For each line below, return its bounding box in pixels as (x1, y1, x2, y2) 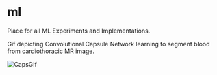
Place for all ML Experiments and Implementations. (7, 27, 151, 35)
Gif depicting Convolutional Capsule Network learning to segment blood (7, 40, 210, 48)
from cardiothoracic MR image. (7, 47, 94, 55)
